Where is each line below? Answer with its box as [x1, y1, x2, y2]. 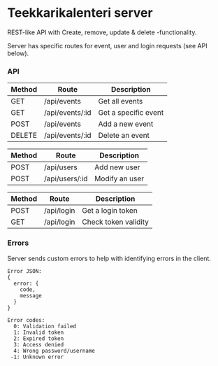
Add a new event [98, 119, 154, 129]
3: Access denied [13, 341, 64, 348]
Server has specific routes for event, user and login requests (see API [7, 41, 208, 50]
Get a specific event [98, 108, 164, 118]
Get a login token [82, 206, 138, 216]
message [20, 292, 42, 299]
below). [7, 49, 29, 57]
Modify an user [94, 174, 145, 183]
